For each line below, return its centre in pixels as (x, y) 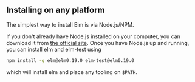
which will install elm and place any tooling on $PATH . (72, 72)
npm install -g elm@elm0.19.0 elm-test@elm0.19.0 (70, 60)
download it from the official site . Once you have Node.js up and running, (98, 43)
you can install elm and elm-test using (54, 49)
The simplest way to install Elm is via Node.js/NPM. (70, 24)
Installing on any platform (56, 10)
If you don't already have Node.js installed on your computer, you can (94, 36)
